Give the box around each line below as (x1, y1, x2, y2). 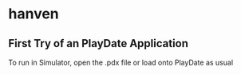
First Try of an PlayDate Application (8, 37, 189, 50)
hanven (8, 5, 60, 23)
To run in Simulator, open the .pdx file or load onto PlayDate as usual (8, 57, 234, 67)
